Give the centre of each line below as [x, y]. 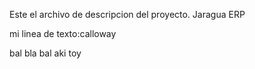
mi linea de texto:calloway [63, 33]
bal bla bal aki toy [45, 53]
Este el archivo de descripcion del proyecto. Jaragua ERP [127, 14]
